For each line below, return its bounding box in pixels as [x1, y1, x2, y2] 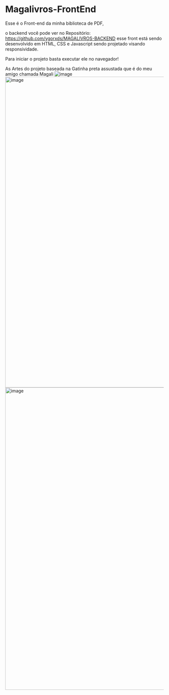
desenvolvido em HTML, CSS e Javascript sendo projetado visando [5, 40, 145, 46]
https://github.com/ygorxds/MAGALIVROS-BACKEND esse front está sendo [5, 35, 162, 41]
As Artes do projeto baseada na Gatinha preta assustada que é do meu [5, 66, 152, 72]
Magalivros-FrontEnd [5, 4, 97, 15]
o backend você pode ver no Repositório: [5, 30, 91, 36]
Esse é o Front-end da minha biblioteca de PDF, [5, 20, 104, 26]
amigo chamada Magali [5, 71, 54, 77]
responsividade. [5, 46, 39, 52]
